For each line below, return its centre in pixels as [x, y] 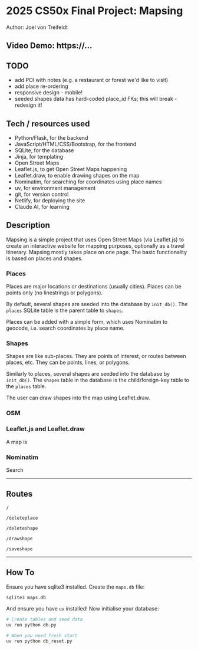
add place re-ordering [42, 86]
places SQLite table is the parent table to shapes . [65, 310]
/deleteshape [22, 528]
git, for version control [42, 194]
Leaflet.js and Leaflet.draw [46, 429]
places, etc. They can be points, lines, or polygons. [68, 362]
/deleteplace [22, 518]
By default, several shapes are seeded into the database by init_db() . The [97, 304]
